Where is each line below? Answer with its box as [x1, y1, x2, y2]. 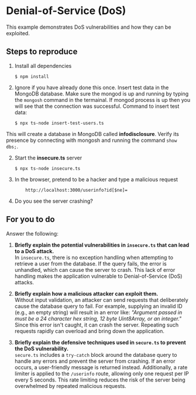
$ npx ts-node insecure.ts [14, 165, 81, 171]
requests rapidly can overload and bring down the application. [14, 327, 165, 335]
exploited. [6, 29, 30, 36]
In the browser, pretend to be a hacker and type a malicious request [14, 176, 178, 183]
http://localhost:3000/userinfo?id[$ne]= [25, 187, 128, 193]
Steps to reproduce [6, 47, 78, 57]
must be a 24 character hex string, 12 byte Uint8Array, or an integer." [14, 315, 182, 322]
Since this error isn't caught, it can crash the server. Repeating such [14, 321, 179, 328]
